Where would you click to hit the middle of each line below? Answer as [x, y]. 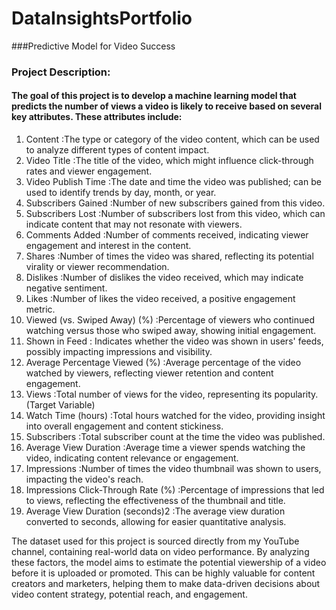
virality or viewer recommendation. [97, 267]
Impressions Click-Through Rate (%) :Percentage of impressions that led [175, 490]
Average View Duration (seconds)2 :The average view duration [155, 511]
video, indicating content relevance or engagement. [132, 458]
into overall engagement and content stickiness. [124, 426]
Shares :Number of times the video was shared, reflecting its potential [169, 256]
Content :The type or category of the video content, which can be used [172, 139]
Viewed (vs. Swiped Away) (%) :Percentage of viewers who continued [170, 320]
